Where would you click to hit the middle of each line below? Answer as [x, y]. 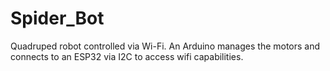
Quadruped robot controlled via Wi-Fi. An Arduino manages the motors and [165, 46]
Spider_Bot [57, 18]
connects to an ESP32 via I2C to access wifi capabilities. [127, 56]
